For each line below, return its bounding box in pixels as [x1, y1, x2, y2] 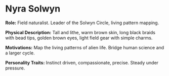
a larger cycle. [5, 50, 35, 56]
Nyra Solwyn [5, 3, 61, 15]
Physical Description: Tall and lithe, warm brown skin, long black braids [5, 29, 156, 35]
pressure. [5, 65, 25, 71]
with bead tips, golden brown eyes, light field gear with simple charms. [5, 35, 153, 41]
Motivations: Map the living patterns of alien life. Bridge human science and [5, 44, 164, 50]
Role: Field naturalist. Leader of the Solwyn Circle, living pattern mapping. [5, 20, 159, 26]
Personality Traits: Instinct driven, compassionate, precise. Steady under [5, 59, 158, 65]
